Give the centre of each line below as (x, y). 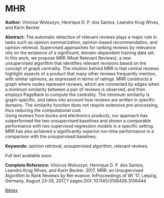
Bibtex (12, 190)
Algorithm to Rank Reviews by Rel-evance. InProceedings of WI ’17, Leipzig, (81, 175)
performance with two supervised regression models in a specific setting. (80, 126)
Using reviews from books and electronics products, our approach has (77, 115)
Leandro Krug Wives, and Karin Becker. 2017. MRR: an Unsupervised (74, 170)
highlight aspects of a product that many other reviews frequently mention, (81, 73)
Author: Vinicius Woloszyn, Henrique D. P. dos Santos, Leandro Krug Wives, (82, 22)
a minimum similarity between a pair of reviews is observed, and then (75, 89)
